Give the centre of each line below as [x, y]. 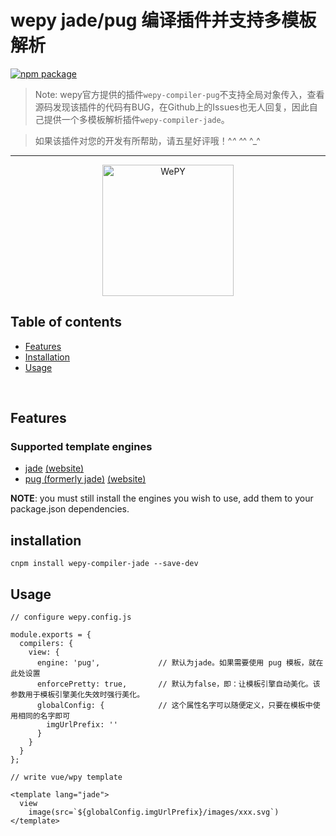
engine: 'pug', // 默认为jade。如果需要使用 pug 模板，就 [176, 663]
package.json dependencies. [70, 509]
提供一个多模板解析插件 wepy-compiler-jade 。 [136, 119]
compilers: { [46, 644]
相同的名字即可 [44, 716]
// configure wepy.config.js [71, 617]
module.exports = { [51, 635]
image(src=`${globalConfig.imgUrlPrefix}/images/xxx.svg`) [154, 812]
